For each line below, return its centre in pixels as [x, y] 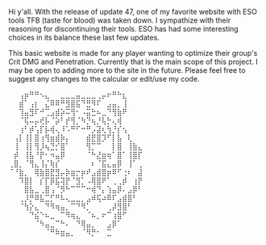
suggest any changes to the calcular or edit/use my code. [104, 79]
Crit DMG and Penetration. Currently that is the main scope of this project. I [133, 61]
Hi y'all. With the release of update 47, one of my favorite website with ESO [133, 12]
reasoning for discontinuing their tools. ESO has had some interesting [124, 29]
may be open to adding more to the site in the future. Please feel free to [127, 70]
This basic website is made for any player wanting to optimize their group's [133, 53]
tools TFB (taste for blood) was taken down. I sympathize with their [120, 20]
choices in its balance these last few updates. [84, 37]
